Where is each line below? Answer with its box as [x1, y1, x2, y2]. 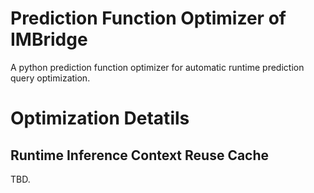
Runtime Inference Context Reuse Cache [10, 147, 270, 164]
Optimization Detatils [10, 107, 190, 130]
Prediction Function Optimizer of [10, 7, 287, 30]
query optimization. [10, 72, 91, 84]
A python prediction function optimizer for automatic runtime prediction [10, 61, 305, 73]
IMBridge [10, 28, 88, 51]
